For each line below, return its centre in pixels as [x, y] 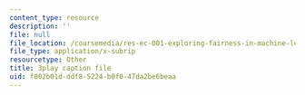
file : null [30, 34]
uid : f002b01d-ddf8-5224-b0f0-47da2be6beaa [93, 77]
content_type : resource [54, 18]
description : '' [40, 26]
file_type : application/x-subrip [73, 52]
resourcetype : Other [49, 60]
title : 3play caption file [60, 69]
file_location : [38, 43]
